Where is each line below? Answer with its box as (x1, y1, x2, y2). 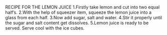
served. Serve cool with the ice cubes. (5, 25, 85, 31)
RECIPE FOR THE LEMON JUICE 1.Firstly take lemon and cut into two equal (5, 4, 160, 10)
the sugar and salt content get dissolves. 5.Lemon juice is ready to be (5, 20, 149, 26)
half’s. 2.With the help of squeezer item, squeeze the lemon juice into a (5, 9, 152, 15)
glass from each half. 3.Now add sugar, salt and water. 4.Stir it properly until (5, 15, 162, 20)
